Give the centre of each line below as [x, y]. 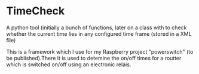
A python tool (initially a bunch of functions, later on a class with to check [97, 27]
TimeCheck [36, 11]
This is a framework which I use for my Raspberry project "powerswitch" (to [100, 51]
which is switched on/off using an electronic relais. [69, 64]
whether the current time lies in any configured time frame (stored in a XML [99, 33]
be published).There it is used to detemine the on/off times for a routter [94, 58]
